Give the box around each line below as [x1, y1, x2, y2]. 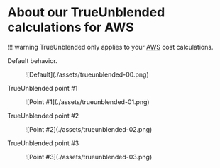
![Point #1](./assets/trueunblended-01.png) [25, 97, 150, 106]
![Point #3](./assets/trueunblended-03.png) [25, 152, 153, 161]
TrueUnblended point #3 [7, 139, 79, 147]
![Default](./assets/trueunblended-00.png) [25, 70, 149, 79]
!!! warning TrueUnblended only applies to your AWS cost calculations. [7, 43, 214, 51]
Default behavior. [7, 56, 58, 65]
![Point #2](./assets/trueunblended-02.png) [25, 125, 153, 133]
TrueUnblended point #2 [7, 111, 79, 120]
